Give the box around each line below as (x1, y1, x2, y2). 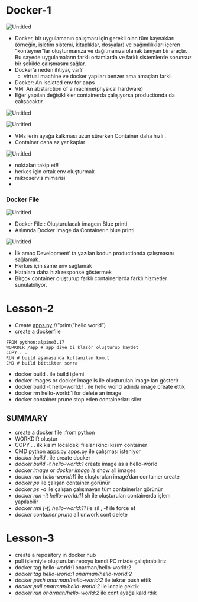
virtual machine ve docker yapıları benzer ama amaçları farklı (23, 72, 173, 80)
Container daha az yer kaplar (14, 138, 86, 145)
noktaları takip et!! (14, 161, 59, 169)
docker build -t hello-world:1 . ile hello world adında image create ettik (14, 384, 185, 391)
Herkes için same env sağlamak (14, 262, 93, 270)
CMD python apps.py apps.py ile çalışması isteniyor (14, 448, 141, 455)
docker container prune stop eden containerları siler (14, 396, 142, 403)
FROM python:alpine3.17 (6, 340, 65, 346)
